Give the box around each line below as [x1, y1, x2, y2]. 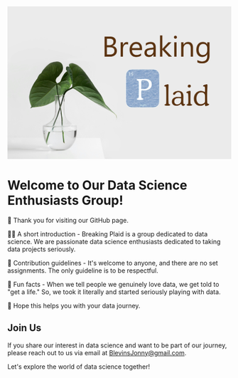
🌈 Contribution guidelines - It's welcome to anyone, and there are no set [7, 258, 218, 267]
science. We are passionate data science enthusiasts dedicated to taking [7, 237, 221, 246]
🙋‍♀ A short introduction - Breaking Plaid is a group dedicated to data [7, 229, 208, 238]
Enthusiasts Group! [7, 192, 124, 209]
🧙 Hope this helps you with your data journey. [7, 301, 141, 310]
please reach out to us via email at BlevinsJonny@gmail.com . [7, 348, 187, 357]
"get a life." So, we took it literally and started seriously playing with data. [7, 288, 222, 296]
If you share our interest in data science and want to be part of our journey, [7, 341, 227, 350]
